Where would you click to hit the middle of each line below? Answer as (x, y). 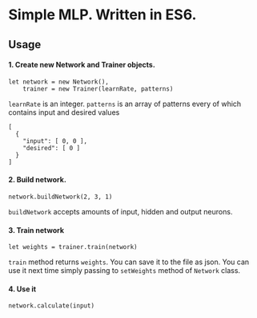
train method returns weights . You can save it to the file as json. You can (129, 262)
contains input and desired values (64, 112)
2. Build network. (37, 180)
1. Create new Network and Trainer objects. (82, 65)
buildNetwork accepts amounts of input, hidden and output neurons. (120, 211)
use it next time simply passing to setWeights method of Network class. (124, 271)
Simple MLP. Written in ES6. (102, 15)
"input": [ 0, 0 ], (55, 141)
